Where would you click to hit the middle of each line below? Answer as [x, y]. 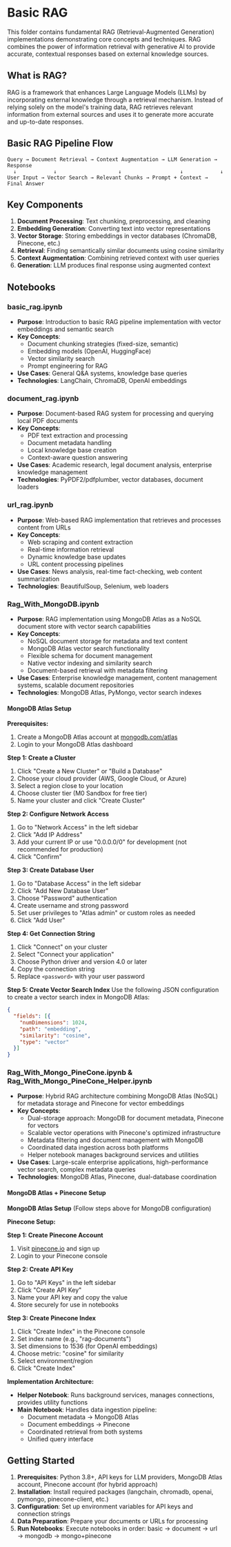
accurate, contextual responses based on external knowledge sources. [108, 54]
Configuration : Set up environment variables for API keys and [105, 1507]
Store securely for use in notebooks [68, 1304]
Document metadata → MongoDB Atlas [83, 1417]
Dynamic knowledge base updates [77, 556]
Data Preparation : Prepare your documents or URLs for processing [112, 1521]
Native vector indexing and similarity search [90, 663]
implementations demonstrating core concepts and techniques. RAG [104, 39]
